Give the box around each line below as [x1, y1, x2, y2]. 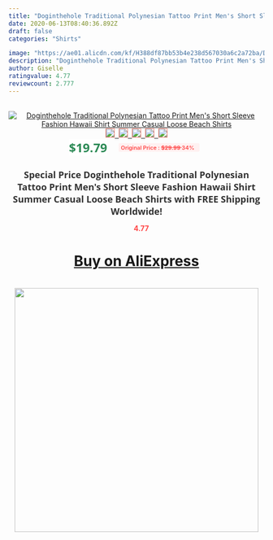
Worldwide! [110, 204, 162, 218]
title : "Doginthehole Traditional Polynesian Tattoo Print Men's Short [8, 11, 256, 20]
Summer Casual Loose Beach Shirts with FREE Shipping [12, 192, 261, 206]
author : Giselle [8, 64, 63, 73]
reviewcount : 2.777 [8, 79, 75, 88]
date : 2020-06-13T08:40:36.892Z [8, 20, 118, 28]
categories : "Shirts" [8, 34, 82, 43]
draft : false [8, 27, 53, 35]
